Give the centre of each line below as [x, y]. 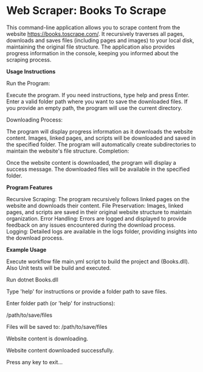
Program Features [29, 187]
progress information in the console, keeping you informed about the [92, 53]
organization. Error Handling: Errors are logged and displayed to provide [96, 218]
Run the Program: [28, 83]
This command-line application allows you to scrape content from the [93, 27]
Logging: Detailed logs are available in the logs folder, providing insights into [102, 231]
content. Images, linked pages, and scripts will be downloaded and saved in [101, 138]
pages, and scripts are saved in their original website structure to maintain [99, 212]
